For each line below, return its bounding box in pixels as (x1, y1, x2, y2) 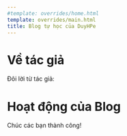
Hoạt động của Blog (7, 98, 121, 114)
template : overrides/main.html (7, 16, 96, 23)
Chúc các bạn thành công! (7, 121, 82, 130)
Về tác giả (7, 52, 65, 68)
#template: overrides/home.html (7, 10, 99, 17)
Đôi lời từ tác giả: (7, 74, 55, 83)
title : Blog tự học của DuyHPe (7, 23, 96, 29)
